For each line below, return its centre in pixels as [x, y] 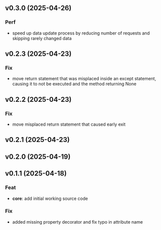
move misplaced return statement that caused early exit [69, 124]
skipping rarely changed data [42, 38]
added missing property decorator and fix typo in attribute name [78, 222]
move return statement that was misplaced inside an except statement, [84, 79]
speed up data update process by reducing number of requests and [81, 33]
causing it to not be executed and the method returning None [74, 84]
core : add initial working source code [50, 198]
